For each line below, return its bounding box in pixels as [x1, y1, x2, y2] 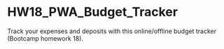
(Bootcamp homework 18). [7, 34, 84, 42]
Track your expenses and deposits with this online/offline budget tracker [7, 27, 217, 35]
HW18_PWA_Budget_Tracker [7, 4, 178, 20]
